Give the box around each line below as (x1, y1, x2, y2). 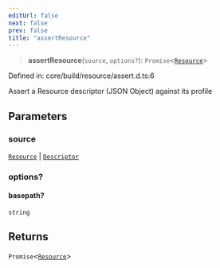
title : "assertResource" (8, 33, 91, 42)
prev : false (8, 26, 48, 34)
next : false (8, 19, 48, 27)
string (8, 208, 30, 217)
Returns (8, 230, 49, 243)
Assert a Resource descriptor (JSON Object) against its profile (8, 87, 213, 96)
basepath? (8, 191, 45, 200)
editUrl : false (8, 11, 59, 20)
